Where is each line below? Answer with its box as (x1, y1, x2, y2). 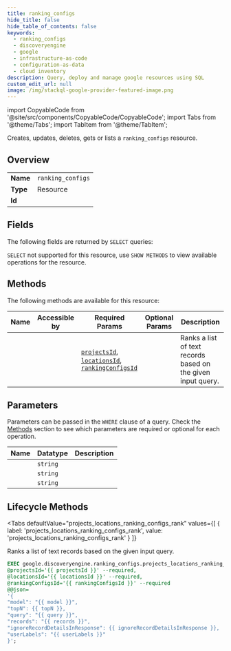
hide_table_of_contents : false (7, 23, 97, 30)
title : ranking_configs (7, 10, 76, 17)
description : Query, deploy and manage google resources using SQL (7, 74, 205, 81)
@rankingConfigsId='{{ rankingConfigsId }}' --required (7, 579, 170, 586)
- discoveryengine (13, 42, 67, 49)
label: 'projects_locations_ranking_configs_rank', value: (7, 526, 163, 535)
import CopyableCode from (7, 106, 85, 114)
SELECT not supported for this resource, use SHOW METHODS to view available (7, 251, 217, 259)
